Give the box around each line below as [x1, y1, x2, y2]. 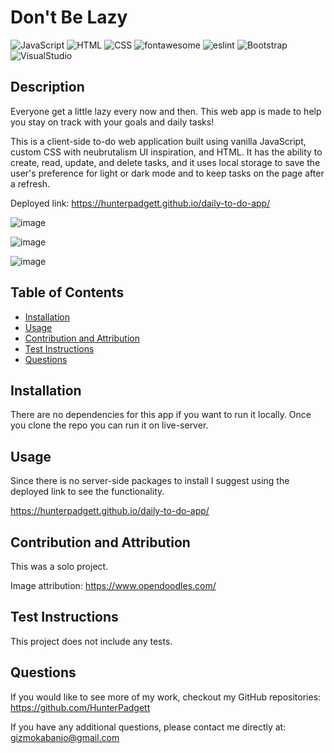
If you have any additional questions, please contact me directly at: [10, 721, 287, 733]
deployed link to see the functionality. [10, 486, 165, 498]
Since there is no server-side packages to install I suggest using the [10, 475, 290, 487]
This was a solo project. [10, 561, 109, 572]
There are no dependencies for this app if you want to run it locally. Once [10, 409, 312, 421]
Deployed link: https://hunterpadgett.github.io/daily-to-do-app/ [10, 197, 271, 209]
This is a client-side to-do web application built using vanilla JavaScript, [10, 135, 307, 147]
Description [10, 79, 85, 96]
